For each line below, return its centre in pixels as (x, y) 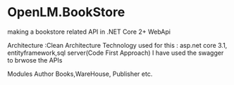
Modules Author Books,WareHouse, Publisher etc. (80, 74)
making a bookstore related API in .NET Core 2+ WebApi (89, 32)
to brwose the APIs (35, 60)
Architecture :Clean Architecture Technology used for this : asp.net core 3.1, (117, 45)
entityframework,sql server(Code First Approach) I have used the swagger (116, 53)
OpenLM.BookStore (66, 12)
